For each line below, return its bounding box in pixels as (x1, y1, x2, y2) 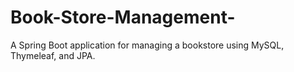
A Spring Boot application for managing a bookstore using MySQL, (10, 39, 285, 51)
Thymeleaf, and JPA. (10, 49, 96, 61)
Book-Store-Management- (10, 6, 236, 29)
